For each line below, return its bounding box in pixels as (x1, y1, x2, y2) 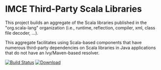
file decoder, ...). (5, 30, 38, 36)
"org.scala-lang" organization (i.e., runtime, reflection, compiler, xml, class (5, 24, 156, 30)
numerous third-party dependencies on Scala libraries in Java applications (5, 45, 156, 50)
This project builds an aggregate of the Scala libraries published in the (5, 20, 147, 25)
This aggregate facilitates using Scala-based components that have (5, 39, 142, 45)
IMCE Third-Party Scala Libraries (5, 3, 142, 15)
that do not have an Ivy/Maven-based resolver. (5, 50, 100, 56)
